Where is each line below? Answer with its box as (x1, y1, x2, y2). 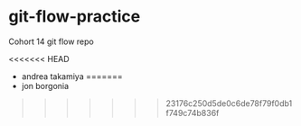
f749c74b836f (165, 107, 220, 118)
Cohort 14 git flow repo (8, 36, 94, 47)
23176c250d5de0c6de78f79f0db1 (165, 97, 293, 109)
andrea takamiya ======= (21, 70, 123, 82)
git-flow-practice (8, 6, 141, 27)
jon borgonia (21, 80, 70, 91)
